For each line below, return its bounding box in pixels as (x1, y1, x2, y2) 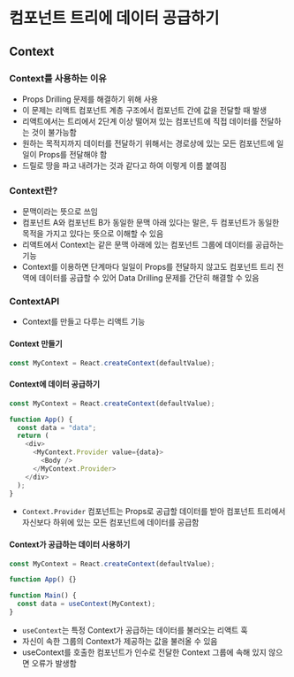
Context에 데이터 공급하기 (9, 379, 100, 389)
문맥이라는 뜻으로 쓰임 (21, 206, 99, 217)
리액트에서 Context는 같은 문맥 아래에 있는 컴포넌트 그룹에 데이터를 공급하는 (21, 240, 284, 250)
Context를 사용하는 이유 (9, 72, 108, 84)
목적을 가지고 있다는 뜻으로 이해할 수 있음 (21, 228, 164, 239)
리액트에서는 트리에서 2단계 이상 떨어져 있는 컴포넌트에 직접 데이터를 (21, 116, 259, 127)
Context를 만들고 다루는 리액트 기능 (21, 316, 146, 327)
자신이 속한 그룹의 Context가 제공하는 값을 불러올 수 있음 (21, 635, 218, 646)
